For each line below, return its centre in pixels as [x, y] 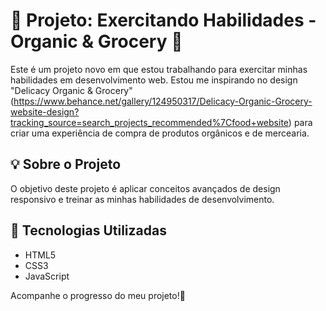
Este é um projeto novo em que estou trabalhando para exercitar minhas [159, 69]
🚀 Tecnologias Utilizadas [88, 230]
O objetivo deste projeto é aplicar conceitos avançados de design [145, 188]
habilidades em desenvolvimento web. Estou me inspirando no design [154, 80]
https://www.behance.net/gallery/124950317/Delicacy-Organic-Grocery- [163, 101]
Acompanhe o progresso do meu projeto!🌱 [98, 295]
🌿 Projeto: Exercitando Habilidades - [163, 20]
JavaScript [47, 276]
